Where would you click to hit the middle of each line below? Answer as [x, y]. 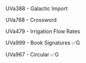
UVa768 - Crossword [31, 20]
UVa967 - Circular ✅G [32, 54]
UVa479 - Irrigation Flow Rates [43, 31]
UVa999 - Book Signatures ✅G [43, 43]
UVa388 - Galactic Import [37, 9]
